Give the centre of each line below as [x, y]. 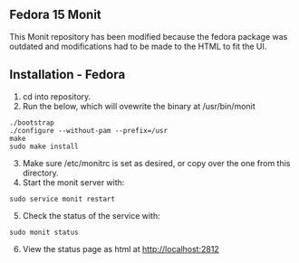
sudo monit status [44, 232]
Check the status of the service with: [91, 215]
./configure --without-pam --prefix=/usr [89, 130]
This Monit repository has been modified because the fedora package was [149, 36]
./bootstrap [32, 122]
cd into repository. [57, 96]
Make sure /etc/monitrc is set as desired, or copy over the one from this [156, 163]
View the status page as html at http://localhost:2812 [121, 249]
